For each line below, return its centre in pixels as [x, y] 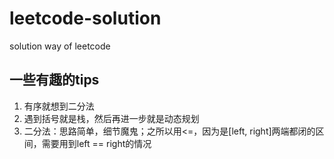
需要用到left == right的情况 [96, 143]
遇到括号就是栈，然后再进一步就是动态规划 [111, 118]
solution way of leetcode [60, 46]
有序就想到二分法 [59, 106]
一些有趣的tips [54, 80]
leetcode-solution [85, 18]
